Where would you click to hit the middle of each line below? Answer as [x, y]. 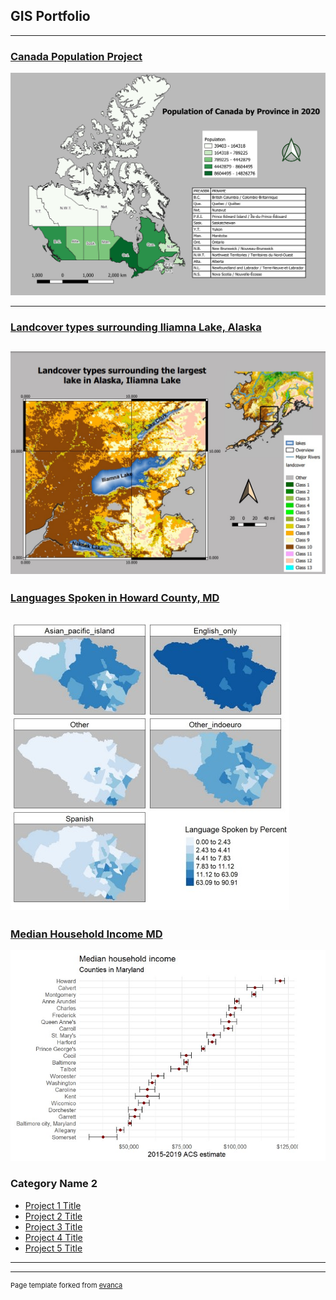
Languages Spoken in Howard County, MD [115, 597]
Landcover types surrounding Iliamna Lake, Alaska [136, 327]
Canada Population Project [76, 56]
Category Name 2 [54, 1184]
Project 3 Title [53, 1226]
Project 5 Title [53, 1248]
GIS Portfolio [50, 16]
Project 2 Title [53, 1216]
